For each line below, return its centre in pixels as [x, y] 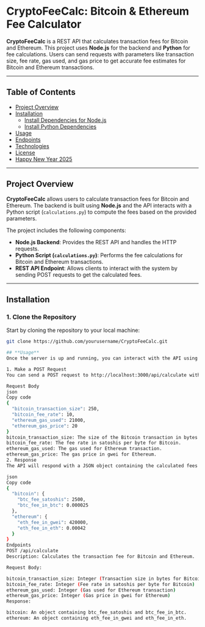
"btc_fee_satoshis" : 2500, [52, 500]
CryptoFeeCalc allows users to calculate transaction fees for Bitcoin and [98, 199]
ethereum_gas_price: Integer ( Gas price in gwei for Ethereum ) [88, 596]
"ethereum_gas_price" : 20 [45, 426]
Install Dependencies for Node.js [65, 120]
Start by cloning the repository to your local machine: [73, 330]
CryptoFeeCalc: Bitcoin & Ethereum [98, 11]
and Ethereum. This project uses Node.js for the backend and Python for [98, 48]
